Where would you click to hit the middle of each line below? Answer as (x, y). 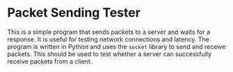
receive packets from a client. (50, 61)
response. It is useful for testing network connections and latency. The (109, 39)
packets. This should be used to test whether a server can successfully (110, 54)
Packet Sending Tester (74, 13)
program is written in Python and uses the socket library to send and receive (116, 46)
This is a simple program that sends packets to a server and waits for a (109, 32)
